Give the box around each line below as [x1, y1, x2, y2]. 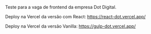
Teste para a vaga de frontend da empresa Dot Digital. [5, 4, 117, 10]
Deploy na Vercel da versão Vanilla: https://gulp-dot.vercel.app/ [5, 23, 136, 29]
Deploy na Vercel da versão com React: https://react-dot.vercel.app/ [5, 14, 146, 19]
